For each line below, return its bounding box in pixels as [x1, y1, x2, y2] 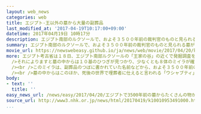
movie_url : [6, 48, 33, 54]
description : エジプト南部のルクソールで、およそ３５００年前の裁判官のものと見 [6, 36, 184, 42]
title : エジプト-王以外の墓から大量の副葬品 [6, 20, 103, 26]
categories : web [6, 14, 47, 20]
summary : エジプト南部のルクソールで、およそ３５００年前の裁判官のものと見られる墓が [6, 42, 195, 48]
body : [6, 75, 20, 81]
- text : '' [6, 81, 33, 87]
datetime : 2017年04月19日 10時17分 [6, 31, 91, 37]
